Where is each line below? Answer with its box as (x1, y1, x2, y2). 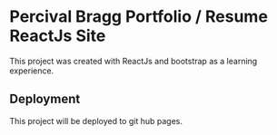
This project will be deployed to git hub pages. (9, 115, 183, 126)
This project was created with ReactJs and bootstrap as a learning (9, 55, 258, 66)
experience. (9, 65, 54, 76)
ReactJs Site (9, 25, 106, 46)
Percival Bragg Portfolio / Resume (9, 6, 268, 27)
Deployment (9, 92, 81, 107)
